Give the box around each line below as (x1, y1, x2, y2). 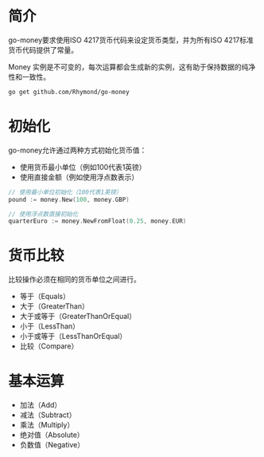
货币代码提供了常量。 (8, 45, 78, 54)
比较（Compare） (19, 341, 79, 351)
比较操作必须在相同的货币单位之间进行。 (8, 274, 141, 284)
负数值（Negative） (19, 440, 85, 450)
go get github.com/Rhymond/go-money (8, 88, 130, 96)
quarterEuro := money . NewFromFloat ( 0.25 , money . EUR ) (8, 217, 187, 226)
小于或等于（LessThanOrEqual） (19, 332, 127, 341)
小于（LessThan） (19, 321, 80, 331)
